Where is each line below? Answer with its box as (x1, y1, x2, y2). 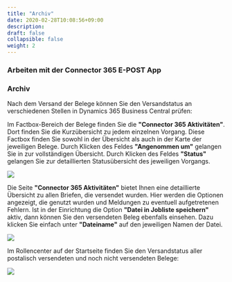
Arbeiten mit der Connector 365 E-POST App (7, 65, 161, 75)
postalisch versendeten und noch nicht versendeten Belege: (7, 254, 179, 263)
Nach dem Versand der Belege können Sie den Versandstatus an (7, 100, 193, 108)
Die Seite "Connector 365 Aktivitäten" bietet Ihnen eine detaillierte (7, 184, 201, 192)
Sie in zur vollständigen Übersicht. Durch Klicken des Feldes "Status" (7, 150, 206, 158)
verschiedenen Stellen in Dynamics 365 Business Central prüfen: (7, 107, 193, 115)
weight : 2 (7, 42, 36, 49)
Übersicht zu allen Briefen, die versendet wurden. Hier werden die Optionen (7, 191, 224, 200)
